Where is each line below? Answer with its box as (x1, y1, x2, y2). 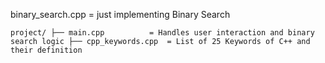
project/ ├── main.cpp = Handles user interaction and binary (10, 28, 315, 38)
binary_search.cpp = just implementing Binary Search (10, 9, 231, 20)
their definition (10, 45, 83, 55)
